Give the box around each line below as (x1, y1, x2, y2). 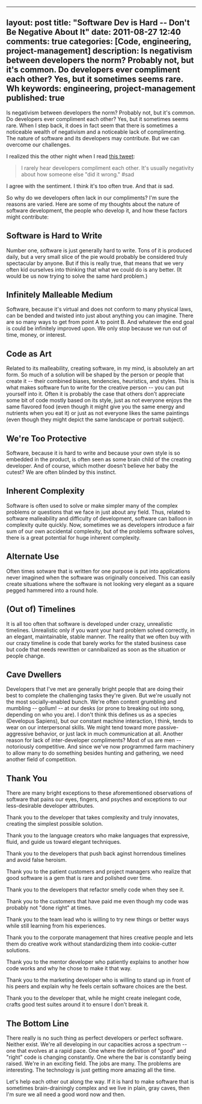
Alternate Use (6, 552, 60, 562)
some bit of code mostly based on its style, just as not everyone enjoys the (6, 397, 192, 404)
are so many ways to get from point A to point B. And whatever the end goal (6, 319, 194, 326)
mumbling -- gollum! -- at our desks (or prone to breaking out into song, (6, 705, 185, 712)
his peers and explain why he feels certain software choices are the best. (6, 983, 188, 990)
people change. (6, 652, 45, 660)
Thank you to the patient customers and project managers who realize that (6, 868, 191, 875)
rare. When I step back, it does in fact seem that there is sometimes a (6, 122, 179, 129)
